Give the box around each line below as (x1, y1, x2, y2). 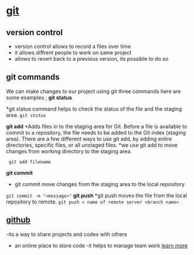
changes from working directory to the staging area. (6, 147, 132, 154)
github (6, 215, 31, 225)
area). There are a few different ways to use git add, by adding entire (6, 135, 172, 142)
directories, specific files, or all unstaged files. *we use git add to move (6, 142, 178, 149)
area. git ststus (6, 111, 46, 118)
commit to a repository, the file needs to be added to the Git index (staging (6, 129, 186, 136)
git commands (6, 72, 60, 82)
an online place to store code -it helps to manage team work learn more (14, 242, 188, 249)
